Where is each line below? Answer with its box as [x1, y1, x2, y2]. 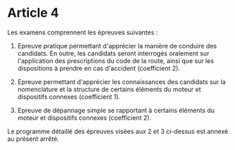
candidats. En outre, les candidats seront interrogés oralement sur [17, 49, 210, 57]
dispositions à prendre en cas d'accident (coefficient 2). [17, 64, 181, 72]
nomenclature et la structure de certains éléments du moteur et [17, 85, 202, 93]
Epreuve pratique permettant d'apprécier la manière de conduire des [17, 41, 217, 50]
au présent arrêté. [7, 135, 60, 143]
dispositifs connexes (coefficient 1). [17, 93, 121, 101]
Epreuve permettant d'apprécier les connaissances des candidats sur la [17, 77, 227, 86]
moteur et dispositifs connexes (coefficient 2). [17, 114, 151, 122]
